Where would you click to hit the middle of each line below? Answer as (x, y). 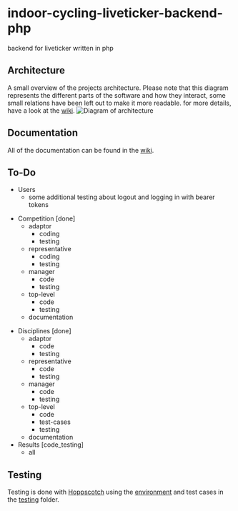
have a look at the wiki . (41, 110)
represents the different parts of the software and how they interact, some (117, 95)
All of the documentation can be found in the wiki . (81, 150)
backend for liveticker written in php (61, 48)
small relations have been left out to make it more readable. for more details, (119, 103)
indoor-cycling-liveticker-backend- (115, 13)
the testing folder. (33, 500)
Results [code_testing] (51, 445)
